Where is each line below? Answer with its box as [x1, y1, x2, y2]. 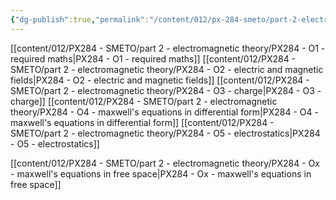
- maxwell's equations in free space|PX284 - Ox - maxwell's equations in [10, 167, 312, 180]
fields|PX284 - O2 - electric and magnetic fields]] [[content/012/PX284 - [10, 74, 310, 86]
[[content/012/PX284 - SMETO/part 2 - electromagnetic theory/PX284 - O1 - [10, 42, 326, 54]
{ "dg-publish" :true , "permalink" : [10, 14, 150, 25]
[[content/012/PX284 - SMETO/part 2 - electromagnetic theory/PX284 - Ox [10, 157, 320, 169]
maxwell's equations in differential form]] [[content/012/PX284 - [10, 116, 275, 128]
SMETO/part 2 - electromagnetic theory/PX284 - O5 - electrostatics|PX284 [10, 127, 321, 139]
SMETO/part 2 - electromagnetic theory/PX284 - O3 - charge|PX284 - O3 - [10, 84, 322, 96]
